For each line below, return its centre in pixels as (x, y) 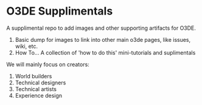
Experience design (39, 95)
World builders (33, 76)
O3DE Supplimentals (60, 11)
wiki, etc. (26, 46)
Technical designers (40, 83)
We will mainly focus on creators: (48, 64)
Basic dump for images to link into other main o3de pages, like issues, (103, 39)
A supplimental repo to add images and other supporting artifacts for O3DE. (101, 28)
